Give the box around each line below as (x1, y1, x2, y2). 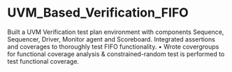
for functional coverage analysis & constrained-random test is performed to (7, 50, 225, 58)
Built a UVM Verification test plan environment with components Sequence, (7, 28, 224, 36)
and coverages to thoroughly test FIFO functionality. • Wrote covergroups (7, 42, 219, 51)
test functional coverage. (7, 57, 79, 65)
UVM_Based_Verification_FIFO (7, 5, 189, 21)
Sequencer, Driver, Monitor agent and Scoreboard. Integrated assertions (7, 35, 215, 43)
